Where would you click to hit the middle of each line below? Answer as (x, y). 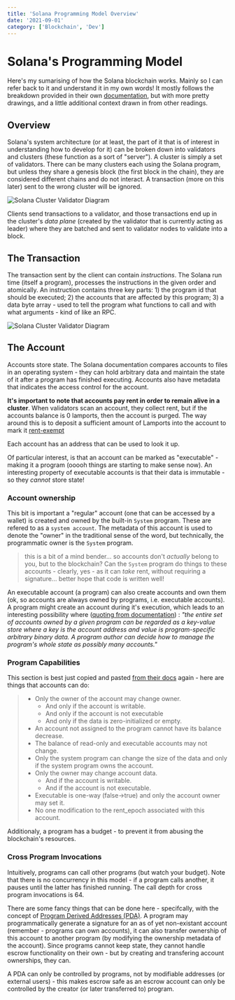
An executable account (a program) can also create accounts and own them (117, 592)
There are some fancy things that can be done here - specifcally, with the (113, 908)
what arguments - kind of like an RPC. (62, 312)
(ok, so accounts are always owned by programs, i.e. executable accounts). (116, 600)
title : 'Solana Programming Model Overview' (73, 14)
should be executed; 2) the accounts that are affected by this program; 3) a (116, 297)
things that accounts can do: (48, 685)
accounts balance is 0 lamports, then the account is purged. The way (107, 415)
